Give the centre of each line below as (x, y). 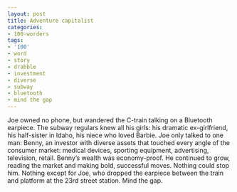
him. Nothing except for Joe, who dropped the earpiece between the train (116, 173)
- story (19, 60)
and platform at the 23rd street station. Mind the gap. (85, 181)
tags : (15, 41)
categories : (25, 27)
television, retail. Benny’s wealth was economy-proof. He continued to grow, (119, 158)
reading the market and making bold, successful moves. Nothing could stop (118, 165)
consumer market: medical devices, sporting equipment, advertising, (108, 150)
